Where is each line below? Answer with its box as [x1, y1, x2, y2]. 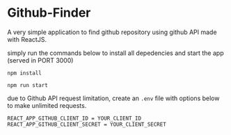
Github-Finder [7, 5, 91, 21]
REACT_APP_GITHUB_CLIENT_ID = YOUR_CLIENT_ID [7, 115, 141, 122]
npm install [7, 70, 42, 77]
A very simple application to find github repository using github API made [7, 28, 217, 36]
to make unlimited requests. [7, 101, 87, 109]
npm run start [7, 81, 49, 88]
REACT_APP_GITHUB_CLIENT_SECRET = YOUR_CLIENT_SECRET [7, 120, 167, 128]
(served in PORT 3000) [7, 56, 74, 64]
